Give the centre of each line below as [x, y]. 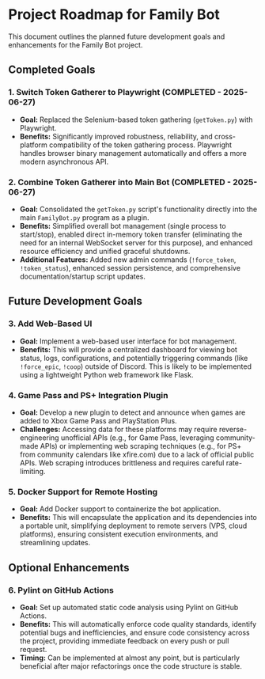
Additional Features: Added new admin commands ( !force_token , [128, 260]
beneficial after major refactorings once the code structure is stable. [131, 666]
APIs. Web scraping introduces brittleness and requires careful [122, 463]
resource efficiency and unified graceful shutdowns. [105, 251]
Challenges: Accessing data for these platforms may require [118, 429]
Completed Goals [52, 70]
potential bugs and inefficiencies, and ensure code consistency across [135, 632]
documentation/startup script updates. [83, 276]
